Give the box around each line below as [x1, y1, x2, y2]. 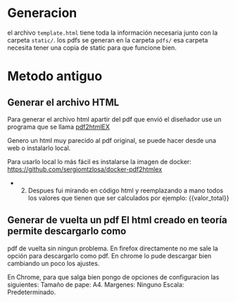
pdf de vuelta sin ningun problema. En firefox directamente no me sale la [7, 244, 218, 252]
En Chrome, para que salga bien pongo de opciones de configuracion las [7, 272, 220, 281]
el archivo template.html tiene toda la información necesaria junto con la [7, 28, 218, 37]
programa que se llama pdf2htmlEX [7, 122, 111, 131]
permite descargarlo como [7, 225, 127, 238]
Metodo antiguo [7, 69, 103, 84]
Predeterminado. [7, 288, 56, 296]
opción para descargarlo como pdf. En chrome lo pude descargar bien [7, 251, 212, 260]
